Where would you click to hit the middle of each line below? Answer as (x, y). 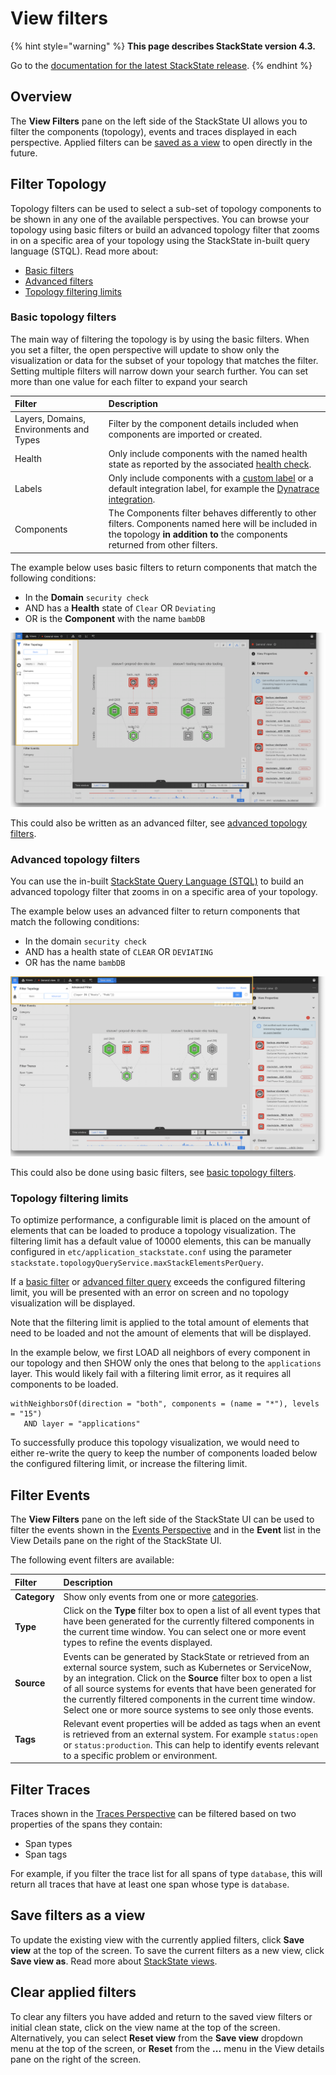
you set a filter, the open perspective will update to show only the (145, 349)
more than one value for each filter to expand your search (129, 381)
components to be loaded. (64, 1384)
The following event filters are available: (92, 1560)
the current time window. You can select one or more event (185, 1632)
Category (34, 1596)
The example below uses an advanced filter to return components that (155, 911)
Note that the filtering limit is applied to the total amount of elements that (160, 1323)
